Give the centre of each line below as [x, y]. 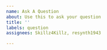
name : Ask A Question [33, 11]
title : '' [18, 22]
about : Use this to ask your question [53, 17]
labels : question [27, 28]
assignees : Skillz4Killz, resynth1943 [53, 33]
